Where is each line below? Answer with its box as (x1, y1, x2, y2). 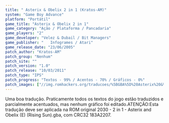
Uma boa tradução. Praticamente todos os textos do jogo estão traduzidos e (5, 96, 163, 102)
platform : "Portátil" (5, 17, 51, 22)
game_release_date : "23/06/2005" (5, 45, 75, 50)
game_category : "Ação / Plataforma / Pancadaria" (5, 26, 112, 31)
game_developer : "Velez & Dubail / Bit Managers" (5, 36, 112, 41)
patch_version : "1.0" (5, 63, 51, 68)
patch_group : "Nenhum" (5, 54, 53, 59)
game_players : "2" (5, 31, 44, 36)
